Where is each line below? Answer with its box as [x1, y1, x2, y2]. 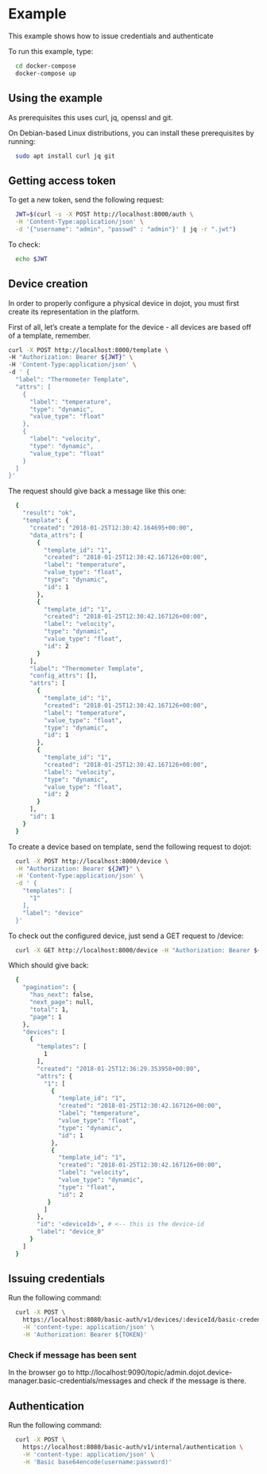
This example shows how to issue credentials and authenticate [8, 31, 214, 41]
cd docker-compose [15, 61, 77, 70]
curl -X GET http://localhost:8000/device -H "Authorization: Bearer [15, 946, 250, 954]
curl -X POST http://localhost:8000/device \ [15, 857, 169, 865]
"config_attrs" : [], [29, 672, 98, 680]
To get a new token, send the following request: [8, 195, 164, 205]
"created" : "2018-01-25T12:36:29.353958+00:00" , [37, 1065, 201, 1073]
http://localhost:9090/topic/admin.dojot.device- [75, 1367, 233, 1378]
